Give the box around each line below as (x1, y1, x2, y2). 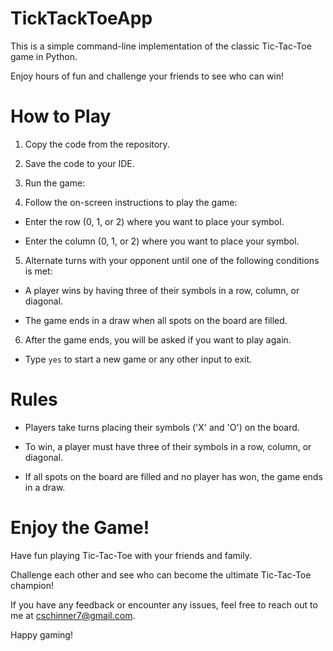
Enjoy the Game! (10, 517, 150, 539)
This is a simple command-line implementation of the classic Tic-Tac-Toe (10, 40, 312, 52)
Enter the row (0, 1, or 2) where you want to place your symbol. (24, 215, 285, 227)
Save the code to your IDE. (24, 157, 135, 169)
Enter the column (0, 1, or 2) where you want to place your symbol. (24, 235, 300, 247)
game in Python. (10, 50, 78, 62)
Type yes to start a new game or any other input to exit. (24, 353, 253, 365)
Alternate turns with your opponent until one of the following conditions (24, 254, 320, 266)
